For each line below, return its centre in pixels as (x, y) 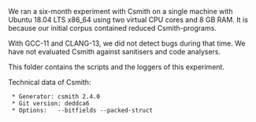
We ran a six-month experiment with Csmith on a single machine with (121, 11)
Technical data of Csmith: (50, 82)
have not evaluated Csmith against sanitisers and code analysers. (115, 52)
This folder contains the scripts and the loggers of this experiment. (116, 67)
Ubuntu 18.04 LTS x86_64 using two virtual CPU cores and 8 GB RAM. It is (128, 20)
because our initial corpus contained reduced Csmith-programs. (112, 28)
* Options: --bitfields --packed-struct (82, 110)
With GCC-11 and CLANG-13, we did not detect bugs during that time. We (127, 43)
